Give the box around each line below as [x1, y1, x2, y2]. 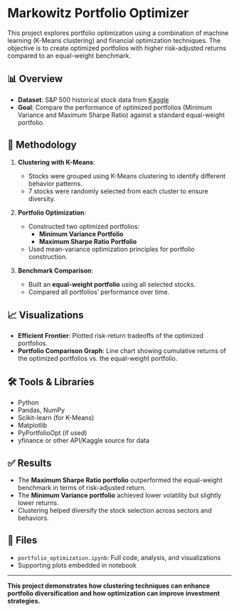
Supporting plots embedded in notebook [17, 561, 137, 569]
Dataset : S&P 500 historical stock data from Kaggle [17, 95, 169, 104]
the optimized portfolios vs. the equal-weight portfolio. [17, 355, 178, 363]
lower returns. [17, 499, 59, 507]
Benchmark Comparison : [17, 266, 94, 275]
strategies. [7, 596, 41, 605]
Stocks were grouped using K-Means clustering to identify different [28, 171, 226, 180]
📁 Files [7, 534, 38, 546]
